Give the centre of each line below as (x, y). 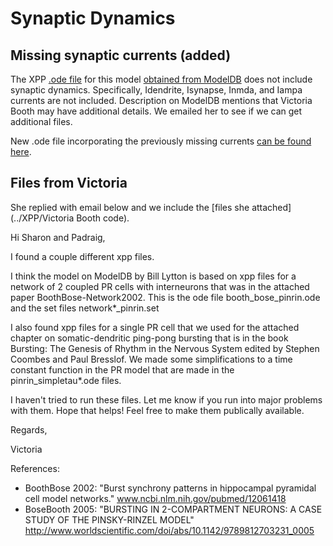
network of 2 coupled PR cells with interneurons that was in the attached (160, 286)
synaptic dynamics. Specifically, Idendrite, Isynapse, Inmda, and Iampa (156, 90)
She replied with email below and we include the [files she (130, 207)
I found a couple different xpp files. (82, 256)
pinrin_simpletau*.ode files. (66, 380)
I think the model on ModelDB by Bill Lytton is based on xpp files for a (153, 276)
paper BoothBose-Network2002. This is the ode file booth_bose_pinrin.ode (165, 297)
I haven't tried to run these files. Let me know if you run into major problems (166, 399)
